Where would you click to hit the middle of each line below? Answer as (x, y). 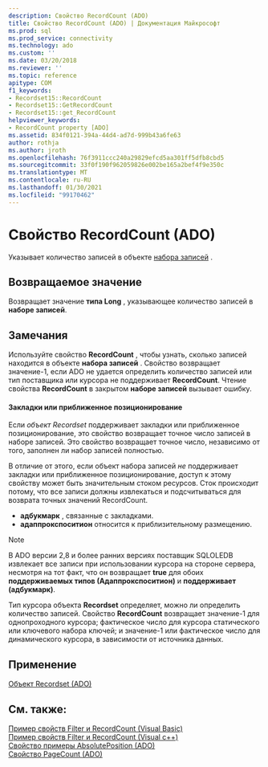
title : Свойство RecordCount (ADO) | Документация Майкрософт (114, 23)
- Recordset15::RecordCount (55, 98)
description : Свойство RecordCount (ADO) (79, 16)
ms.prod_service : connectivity (61, 38)
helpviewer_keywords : (45, 120)
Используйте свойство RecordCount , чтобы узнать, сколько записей (128, 355)
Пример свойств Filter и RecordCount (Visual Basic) (95, 728)
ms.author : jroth (37, 150)
